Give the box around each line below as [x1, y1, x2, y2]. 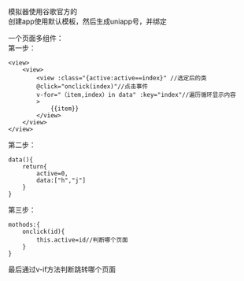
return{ [22, 163, 47, 171]
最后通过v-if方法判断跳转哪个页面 [8, 264, 116, 274]
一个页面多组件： [8, 34, 64, 43]
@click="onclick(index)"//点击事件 [36, 83, 148, 91]
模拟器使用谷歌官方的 [8, 7, 77, 16]
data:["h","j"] [36, 176, 87, 184]
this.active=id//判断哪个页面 [36, 236, 128, 244]
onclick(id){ [22, 227, 65, 235]
